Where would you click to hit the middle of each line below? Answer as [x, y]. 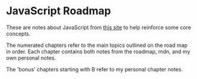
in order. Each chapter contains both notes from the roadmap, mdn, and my [98, 51]
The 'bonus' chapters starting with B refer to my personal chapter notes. [94, 69]
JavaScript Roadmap [59, 11]
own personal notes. [31, 58]
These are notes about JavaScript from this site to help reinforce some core [99, 27]
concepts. [18, 33]
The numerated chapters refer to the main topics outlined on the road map [97, 45]
